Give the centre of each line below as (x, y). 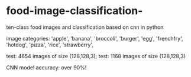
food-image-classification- (75, 11)
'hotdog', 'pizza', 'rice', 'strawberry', (50, 45)
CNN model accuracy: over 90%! (46, 67)
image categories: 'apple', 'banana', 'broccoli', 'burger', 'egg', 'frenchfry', (95, 38)
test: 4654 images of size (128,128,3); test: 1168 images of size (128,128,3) (96, 56)
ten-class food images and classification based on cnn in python (85, 27)
